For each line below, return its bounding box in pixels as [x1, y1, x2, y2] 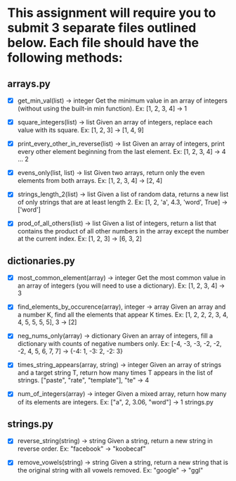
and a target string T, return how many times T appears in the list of [17, 368, 214, 377]
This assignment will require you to [7, 5, 216, 21]
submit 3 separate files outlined [7, 20, 197, 36]
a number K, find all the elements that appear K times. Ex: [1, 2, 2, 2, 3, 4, [17, 311, 228, 319]
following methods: [7, 50, 123, 66]
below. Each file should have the [7, 35, 199, 51]
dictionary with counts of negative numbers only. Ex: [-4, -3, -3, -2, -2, [17, 340, 222, 348]
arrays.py [7, 77, 51, 89]
